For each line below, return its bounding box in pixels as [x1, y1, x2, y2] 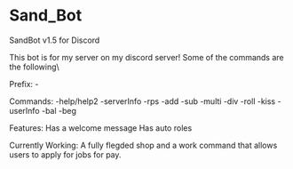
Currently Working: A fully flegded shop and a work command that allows [9, 140, 278, 150]
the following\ [9, 61, 59, 72]
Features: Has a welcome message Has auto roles [9, 122, 193, 133]
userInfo [9, 105, 40, 116]
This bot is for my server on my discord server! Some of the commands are [9, 52, 284, 62]
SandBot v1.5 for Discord [9, 35, 100, 45]
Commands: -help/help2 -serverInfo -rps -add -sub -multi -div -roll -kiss [9, 95, 276, 107]
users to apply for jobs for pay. [9, 149, 122, 160]
